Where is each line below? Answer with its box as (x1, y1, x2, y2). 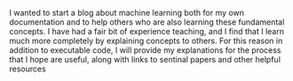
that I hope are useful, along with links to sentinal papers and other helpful (9, 55, 281, 64)
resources (9, 63, 46, 74)
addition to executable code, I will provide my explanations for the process (9, 45, 281, 55)
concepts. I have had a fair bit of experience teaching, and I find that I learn (9, 26, 284, 36)
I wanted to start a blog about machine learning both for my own (9, 8, 244, 18)
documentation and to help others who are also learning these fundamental (9, 17, 285, 27)
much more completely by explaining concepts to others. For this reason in (9, 35, 283, 46)
